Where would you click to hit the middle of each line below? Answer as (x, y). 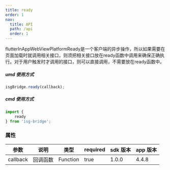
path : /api (21, 29)
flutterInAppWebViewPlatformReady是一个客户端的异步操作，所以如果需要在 (85, 49)
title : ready (19, 10)
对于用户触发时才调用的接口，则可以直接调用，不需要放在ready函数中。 (89, 62)
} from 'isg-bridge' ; (28, 121)
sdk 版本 (121, 150)
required (95, 150)
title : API (21, 24)
